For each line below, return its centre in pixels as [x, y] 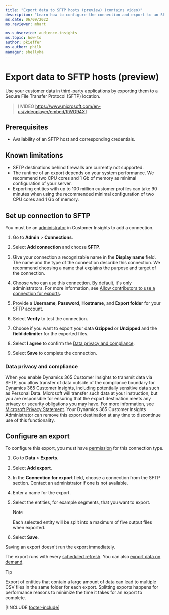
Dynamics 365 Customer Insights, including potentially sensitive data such [82, 388]
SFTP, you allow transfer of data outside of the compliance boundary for [80, 383]
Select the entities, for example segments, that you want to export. [81, 502]
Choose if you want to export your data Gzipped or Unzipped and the [85, 328]
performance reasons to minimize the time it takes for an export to [74, 593]
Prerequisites [27, 127]
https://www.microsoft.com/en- [68, 106]
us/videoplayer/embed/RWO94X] [52, 111]
